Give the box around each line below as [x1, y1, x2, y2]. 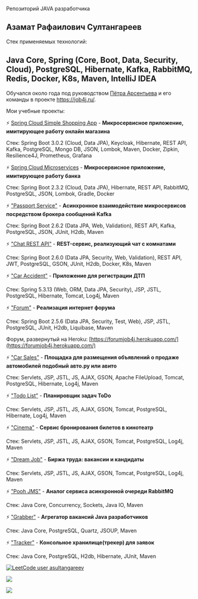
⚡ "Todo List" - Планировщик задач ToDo [6, 392, 111, 399]
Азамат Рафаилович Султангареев [6, 22, 142, 32]
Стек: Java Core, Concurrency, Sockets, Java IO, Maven [6, 501, 144, 508]
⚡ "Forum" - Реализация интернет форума [6, 304, 115, 311]
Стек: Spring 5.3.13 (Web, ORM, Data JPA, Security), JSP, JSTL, [6, 286, 161, 293]
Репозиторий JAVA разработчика [6, 5, 90, 12]
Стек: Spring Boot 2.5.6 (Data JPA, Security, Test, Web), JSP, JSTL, [6, 318, 170, 325]
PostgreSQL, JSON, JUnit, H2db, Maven [6, 228, 104, 235]
